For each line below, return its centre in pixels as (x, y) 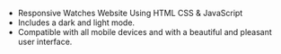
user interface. (45, 41)
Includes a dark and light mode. (76, 22)
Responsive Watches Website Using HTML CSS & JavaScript (130, 13)
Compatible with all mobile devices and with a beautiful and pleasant (145, 32)
